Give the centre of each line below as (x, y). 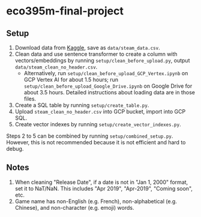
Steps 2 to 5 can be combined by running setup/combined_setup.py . (90, 136)
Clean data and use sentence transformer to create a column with (96, 54)
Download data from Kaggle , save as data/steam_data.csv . (87, 47)
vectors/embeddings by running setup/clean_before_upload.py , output (102, 60)
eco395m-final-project (65, 11)
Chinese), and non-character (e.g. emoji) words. (74, 207)
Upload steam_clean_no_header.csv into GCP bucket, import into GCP (100, 112)
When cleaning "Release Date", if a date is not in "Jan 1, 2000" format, (101, 182)
